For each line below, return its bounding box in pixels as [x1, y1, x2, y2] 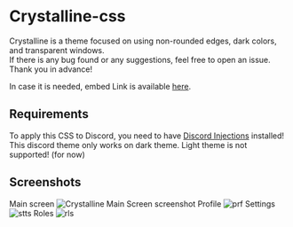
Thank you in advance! [9, 64, 93, 74]
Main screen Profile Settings [9, 198, 275, 209]
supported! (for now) [9, 149, 86, 160]
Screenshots [9, 175, 82, 190]
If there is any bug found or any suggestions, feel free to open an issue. [9, 54, 271, 65]
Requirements [9, 106, 89, 121]
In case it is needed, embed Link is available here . [9, 81, 192, 91]
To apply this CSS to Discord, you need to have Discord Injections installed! [9, 130, 285, 141]
